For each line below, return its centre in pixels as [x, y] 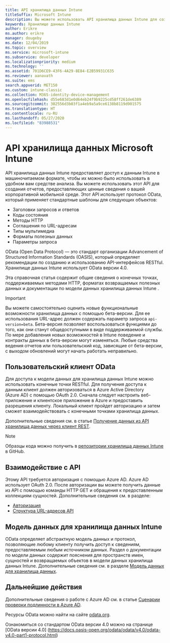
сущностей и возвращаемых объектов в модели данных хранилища [79, 560]
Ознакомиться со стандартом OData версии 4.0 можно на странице [79, 624]
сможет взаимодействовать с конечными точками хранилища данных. [82, 411]
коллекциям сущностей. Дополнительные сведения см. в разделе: [78, 496]
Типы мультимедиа [33, 231]
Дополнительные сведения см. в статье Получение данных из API [77, 421]
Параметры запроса [35, 242]
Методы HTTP [28, 220]
